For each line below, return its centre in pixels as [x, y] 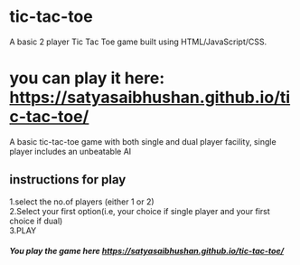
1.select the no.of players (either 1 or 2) [82, 202]
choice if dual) [36, 221]
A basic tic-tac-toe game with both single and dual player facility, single [143, 141]
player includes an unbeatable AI [70, 151]
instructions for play [68, 180]
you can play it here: [87, 78]
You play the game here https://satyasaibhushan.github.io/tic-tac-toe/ [147, 251]
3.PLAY [23, 230]
